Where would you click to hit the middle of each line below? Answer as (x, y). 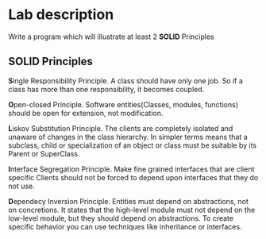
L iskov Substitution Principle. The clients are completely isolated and (121, 128)
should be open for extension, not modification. (86, 113)
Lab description (61, 15)
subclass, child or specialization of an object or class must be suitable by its (133, 145)
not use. (22, 186)
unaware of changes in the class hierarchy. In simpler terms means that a (128, 137)
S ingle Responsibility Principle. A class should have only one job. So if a (126, 80)
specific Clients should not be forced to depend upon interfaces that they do (133, 177)
